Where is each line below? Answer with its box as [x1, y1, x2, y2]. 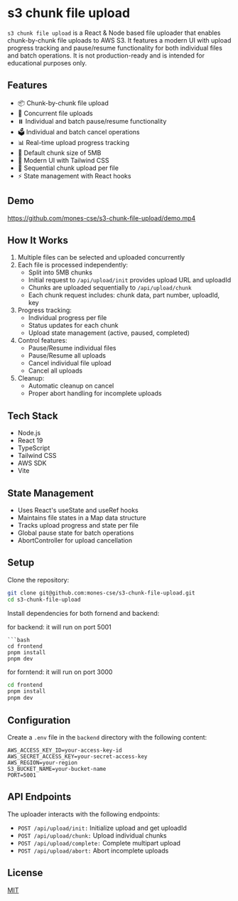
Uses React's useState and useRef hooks [17, 506, 139, 514]
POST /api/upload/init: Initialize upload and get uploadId [17, 823, 187, 832]
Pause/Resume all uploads [28, 351, 107, 360]
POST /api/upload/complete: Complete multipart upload [17, 838, 181, 847]
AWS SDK [17, 459, 47, 467]
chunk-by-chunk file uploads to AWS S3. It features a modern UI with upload [7, 36, 232, 44]
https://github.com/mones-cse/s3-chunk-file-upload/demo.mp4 [7, 213, 196, 222]
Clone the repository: [7, 575, 70, 584]
